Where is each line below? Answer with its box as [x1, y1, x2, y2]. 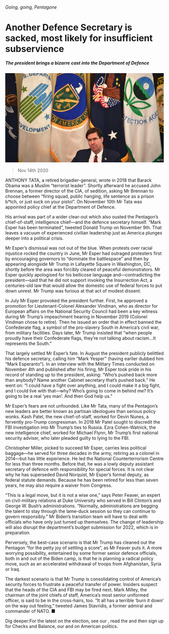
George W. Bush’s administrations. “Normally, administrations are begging [5, 503, 158, 509]
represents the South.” [5, 340, 52, 347]
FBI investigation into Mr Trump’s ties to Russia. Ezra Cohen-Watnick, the [5, 424, 156, 431]
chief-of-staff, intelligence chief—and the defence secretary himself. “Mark [5, 219, 161, 225]
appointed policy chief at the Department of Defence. [5, 204, 116, 210]
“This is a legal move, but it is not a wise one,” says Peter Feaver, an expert [5, 492, 160, 498]
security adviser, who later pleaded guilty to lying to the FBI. [5, 435, 130, 441]
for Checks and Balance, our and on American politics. [5, 623, 118, 629]
